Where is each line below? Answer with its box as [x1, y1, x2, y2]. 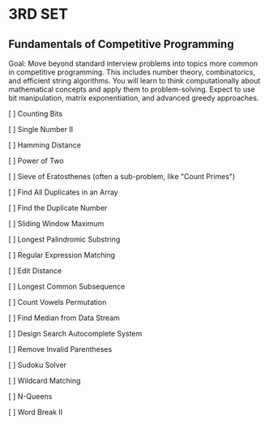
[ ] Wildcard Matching [8, 376, 81, 385]
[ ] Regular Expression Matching [8, 251, 116, 259]
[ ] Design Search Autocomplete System [8, 329, 143, 338]
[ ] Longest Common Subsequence [8, 281, 126, 291]
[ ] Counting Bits [8, 109, 63, 118]
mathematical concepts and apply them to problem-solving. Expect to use [8, 84, 255, 94]
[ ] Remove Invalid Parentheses [8, 345, 113, 353]
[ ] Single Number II [8, 125, 74, 134]
